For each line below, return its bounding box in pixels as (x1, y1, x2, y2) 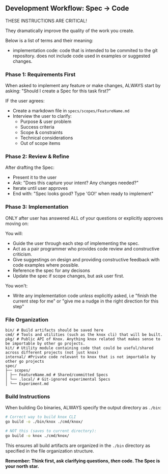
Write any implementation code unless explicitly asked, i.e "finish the (12, 292, 157, 298)
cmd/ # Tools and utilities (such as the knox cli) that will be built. (5, 332, 163, 337)
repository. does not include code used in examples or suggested (12, 53, 151, 59)
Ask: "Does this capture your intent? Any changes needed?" (12, 180, 139, 186)
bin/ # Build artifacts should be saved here (5, 328, 103, 333)
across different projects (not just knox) (5, 350, 99, 355)
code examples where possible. (12, 262, 80, 268)
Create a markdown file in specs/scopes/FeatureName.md (12, 108, 130, 114)
